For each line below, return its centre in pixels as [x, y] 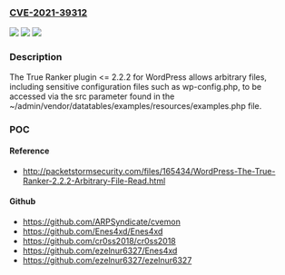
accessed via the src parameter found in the [92, 96]
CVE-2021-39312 [49, 13]
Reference [29, 151]
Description [36, 57]
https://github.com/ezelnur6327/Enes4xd [100, 250]
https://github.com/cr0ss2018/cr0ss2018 [99, 241]
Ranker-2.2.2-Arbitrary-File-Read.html [94, 181]
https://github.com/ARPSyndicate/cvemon [102, 221]
